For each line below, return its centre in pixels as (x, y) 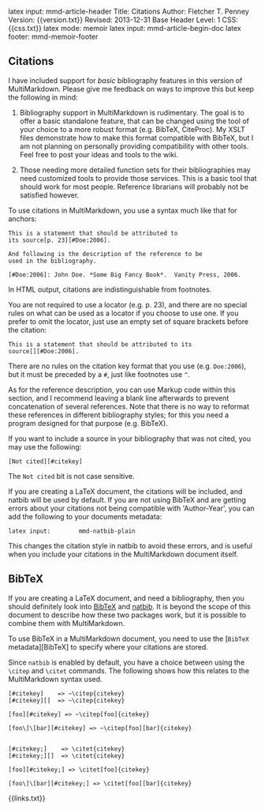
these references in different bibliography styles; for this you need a (119, 415)
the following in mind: (43, 97)
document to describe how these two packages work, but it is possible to (127, 615)
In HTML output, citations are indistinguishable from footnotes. (110, 289)
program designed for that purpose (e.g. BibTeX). (88, 423)
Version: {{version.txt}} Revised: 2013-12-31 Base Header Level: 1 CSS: (123, 20)
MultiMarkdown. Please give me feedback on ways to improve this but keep (131, 89)
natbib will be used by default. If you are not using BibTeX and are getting (127, 499)
